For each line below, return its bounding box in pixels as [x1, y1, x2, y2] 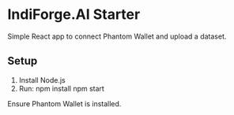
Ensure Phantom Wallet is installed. [7, 98, 122, 108]
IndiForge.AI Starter [7, 6, 141, 24]
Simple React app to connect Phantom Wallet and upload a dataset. [7, 32, 227, 41]
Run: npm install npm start [18, 83, 104, 93]
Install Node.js [18, 75, 66, 84]
